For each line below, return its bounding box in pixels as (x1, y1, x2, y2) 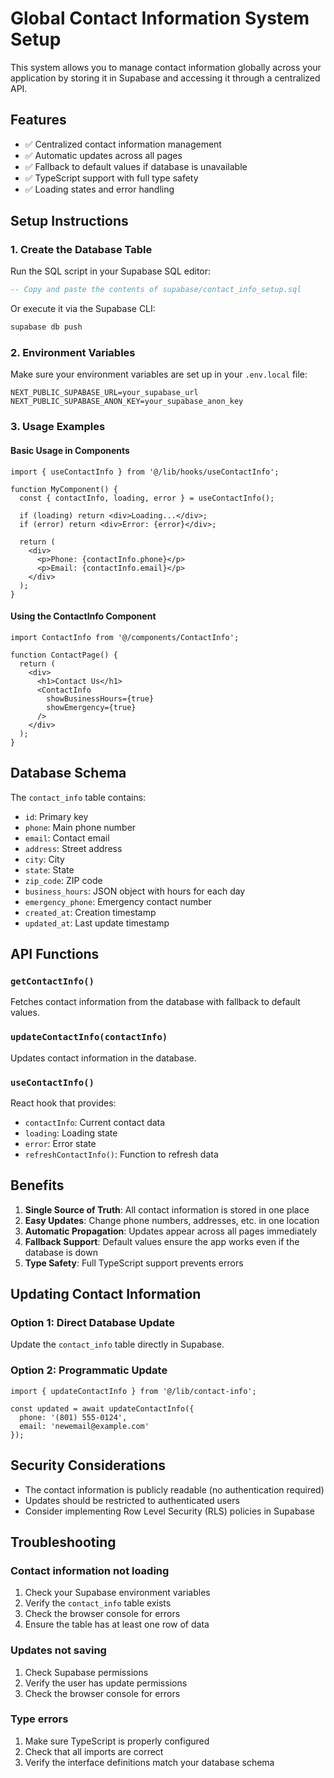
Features (10, 112, 67, 129)
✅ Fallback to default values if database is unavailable (24, 160, 248, 172)
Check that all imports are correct (24, 1745, 164, 1757)
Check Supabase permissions (24, 1666, 149, 1678)
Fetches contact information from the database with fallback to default (10, 996, 301, 1008)
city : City (24, 853, 65, 865)
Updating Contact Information (10, 1286, 202, 1303)
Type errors (10, 1712, 69, 1726)
